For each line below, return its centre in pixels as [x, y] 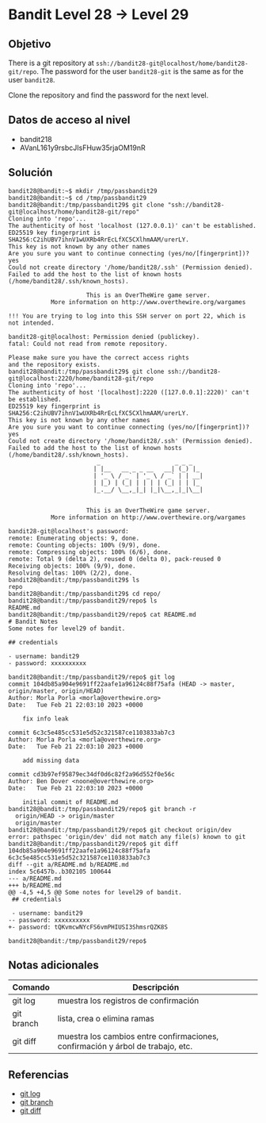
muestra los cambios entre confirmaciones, [138, 1036]
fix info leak [46, 719]
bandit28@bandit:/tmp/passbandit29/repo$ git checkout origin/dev [120, 830]
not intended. [32, 323]
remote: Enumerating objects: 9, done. [74, 538]
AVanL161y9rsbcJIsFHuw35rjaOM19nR [83, 148]
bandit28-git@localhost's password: [68, 531]
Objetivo [30, 44]
